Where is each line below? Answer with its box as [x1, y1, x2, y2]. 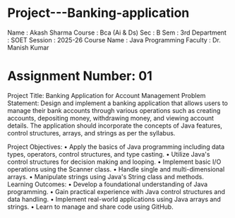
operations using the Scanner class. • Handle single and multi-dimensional [7, 164, 225, 174]
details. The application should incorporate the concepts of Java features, [7, 121, 222, 130]
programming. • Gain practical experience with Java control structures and [7, 187, 226, 195]
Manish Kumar [7, 43, 49, 52]
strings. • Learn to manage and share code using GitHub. [7, 202, 174, 211]
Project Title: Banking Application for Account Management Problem [7, 91, 206, 99]
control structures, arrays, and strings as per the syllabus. [7, 128, 176, 137]
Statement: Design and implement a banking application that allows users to [7, 99, 228, 107]
